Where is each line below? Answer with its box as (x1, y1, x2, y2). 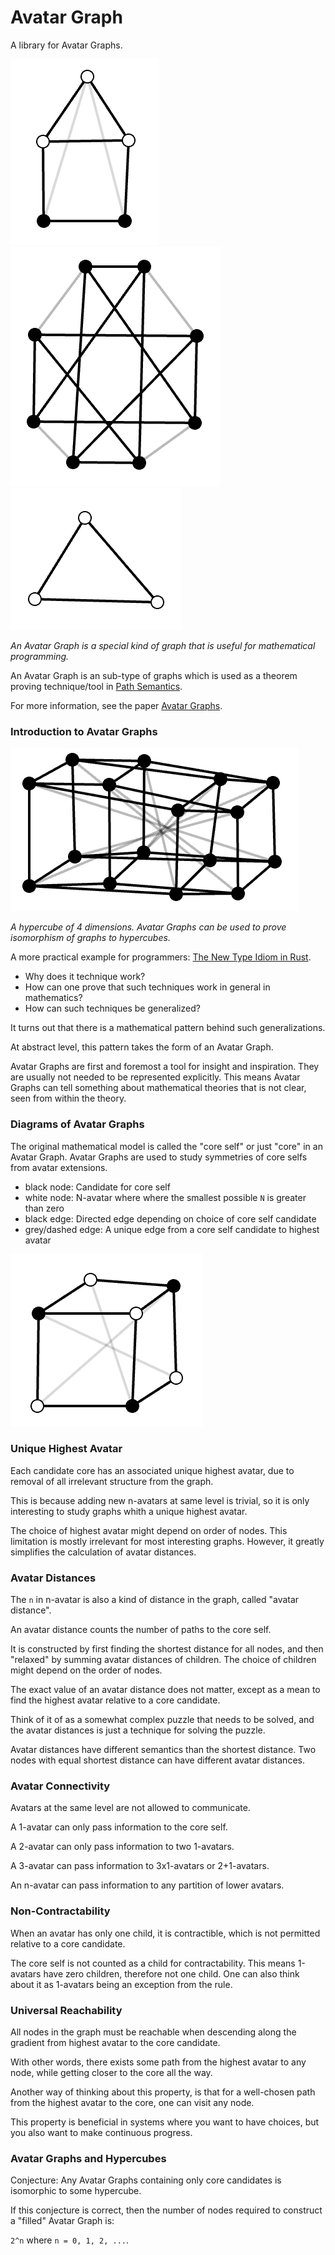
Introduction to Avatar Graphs (10, 724, 158, 738)
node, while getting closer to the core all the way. (10, 2067, 213, 2079)
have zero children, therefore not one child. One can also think (43, 1967, 300, 1980)
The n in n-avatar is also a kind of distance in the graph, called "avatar (10, 1594, 300, 1606)
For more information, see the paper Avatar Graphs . (10, 699, 223, 711)
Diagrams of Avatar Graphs (10, 1117, 145, 1131)
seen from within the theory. (10, 1092, 127, 1105)
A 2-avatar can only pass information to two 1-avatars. (10, 1841, 235, 1853)
